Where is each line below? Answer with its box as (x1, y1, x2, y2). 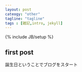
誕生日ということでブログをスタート (5, 62, 78, 68)
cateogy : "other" (5, 12, 41, 17)
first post (5, 48, 34, 56)
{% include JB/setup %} (5, 34, 54, 40)
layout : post (5, 7, 32, 12)
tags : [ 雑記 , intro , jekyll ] (5, 20, 63, 26)
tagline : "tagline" (5, 16, 45, 21)
